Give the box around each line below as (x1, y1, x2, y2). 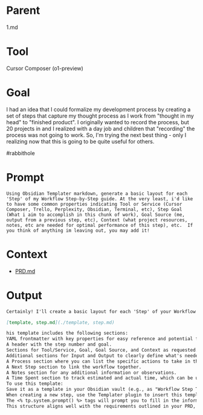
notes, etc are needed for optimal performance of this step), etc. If (6, 222, 193, 228)
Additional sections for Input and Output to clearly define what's (6, 352, 182, 359)
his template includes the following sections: (6, 330, 129, 337)
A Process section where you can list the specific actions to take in (6, 358, 190, 364)
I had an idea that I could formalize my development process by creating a (6, 106, 191, 113)
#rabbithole (6, 149, 35, 157)
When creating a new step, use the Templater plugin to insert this (6, 392, 182, 398)
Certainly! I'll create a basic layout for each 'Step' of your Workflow (6, 308, 196, 314)
